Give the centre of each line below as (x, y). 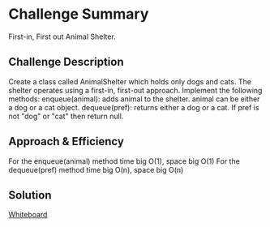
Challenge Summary (79, 14)
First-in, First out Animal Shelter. (62, 36)
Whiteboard (28, 215)
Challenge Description (66, 62)
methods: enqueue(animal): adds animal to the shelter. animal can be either (134, 99)
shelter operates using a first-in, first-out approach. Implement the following (135, 90)
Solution (30, 195)
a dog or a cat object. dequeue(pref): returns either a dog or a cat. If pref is (134, 107)
